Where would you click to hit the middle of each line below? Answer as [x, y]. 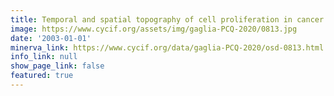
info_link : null [44, 57]
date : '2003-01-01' [51, 38]
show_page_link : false [57, 66]
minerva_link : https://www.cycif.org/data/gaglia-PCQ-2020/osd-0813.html [167, 47]
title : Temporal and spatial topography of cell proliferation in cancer [167, 19]
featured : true [42, 76]
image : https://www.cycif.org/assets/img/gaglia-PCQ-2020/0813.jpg [154, 29]
